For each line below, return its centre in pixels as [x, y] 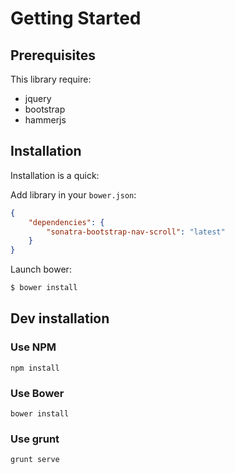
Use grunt [35, 439]
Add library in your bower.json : [73, 194]
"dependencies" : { [66, 222]
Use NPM [33, 347]
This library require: [51, 79]
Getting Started [76, 18]
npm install [35, 368]
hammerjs [45, 120]
